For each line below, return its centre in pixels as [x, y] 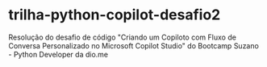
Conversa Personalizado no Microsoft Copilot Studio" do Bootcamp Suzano [134, 45]
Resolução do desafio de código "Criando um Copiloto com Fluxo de [122, 37]
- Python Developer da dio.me [58, 54]
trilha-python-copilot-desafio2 [115, 15]
